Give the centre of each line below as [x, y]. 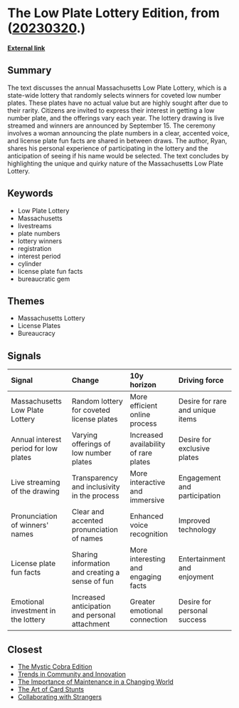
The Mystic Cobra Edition [55, 667]
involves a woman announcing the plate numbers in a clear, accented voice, [118, 133]
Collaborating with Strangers [59, 697]
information [91, 563]
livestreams [34, 225]
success [192, 620]
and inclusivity [96, 487]
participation [200, 496]
